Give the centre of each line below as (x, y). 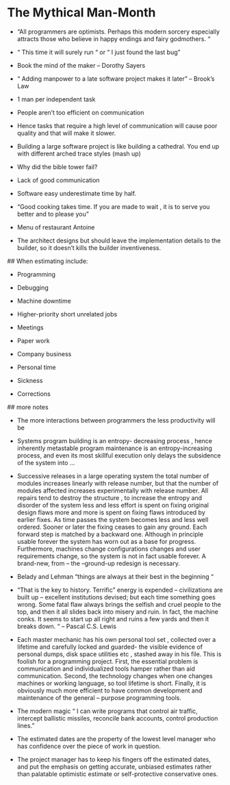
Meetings (30, 327)
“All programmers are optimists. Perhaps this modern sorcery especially (118, 32)
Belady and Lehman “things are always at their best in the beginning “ (115, 576)
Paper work (33, 340)
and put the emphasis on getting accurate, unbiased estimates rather (114, 767)
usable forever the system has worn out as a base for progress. (106, 541)
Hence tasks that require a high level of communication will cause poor (117, 125)
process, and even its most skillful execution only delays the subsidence (119, 455)
